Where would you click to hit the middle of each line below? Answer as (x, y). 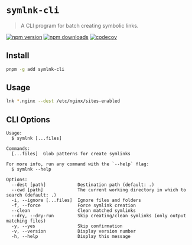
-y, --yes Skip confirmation (67, 226)
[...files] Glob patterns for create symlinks (71, 154)
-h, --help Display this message (71, 237)
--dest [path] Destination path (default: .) (83, 185)
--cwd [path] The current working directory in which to (99, 190)
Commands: (18, 149)
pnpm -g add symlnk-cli (35, 69)
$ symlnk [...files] (37, 138)
